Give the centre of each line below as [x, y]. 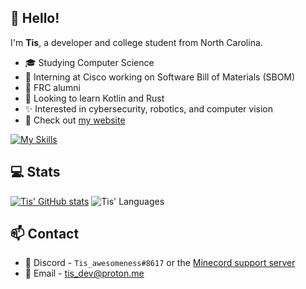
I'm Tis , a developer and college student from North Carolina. [136, 42]
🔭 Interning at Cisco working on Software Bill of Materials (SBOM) [160, 77]
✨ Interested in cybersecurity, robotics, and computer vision [148, 108]
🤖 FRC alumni [52, 87]
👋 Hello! [35, 18]
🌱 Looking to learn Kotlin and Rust [94, 98]
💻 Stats [35, 172]
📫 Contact [45, 234]
